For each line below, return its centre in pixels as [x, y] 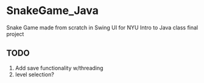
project [15, 34]
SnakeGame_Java [53, 11]
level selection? [35, 74]
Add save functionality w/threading [59, 68]
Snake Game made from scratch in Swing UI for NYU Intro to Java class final [102, 27]
